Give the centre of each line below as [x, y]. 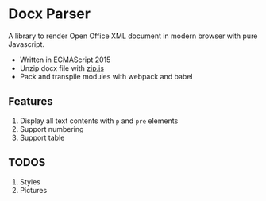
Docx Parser [50, 14]
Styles [30, 182]
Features [31, 101]
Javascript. [27, 44]
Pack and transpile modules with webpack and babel [106, 76]
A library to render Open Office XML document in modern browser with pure [133, 36]
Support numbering [52, 129]
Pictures [33, 190]
